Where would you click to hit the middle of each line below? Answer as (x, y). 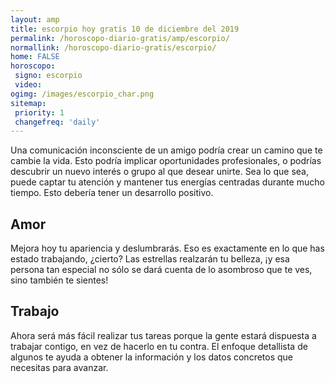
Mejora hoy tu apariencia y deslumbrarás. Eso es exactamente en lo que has (167, 248)
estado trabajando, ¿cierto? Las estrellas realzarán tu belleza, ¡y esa (150, 259)
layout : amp (35, 19)
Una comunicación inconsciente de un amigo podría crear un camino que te (166, 150)
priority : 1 (39, 112)
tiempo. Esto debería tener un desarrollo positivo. (112, 193)
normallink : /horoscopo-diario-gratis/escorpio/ (113, 47)
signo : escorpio (48, 76)
